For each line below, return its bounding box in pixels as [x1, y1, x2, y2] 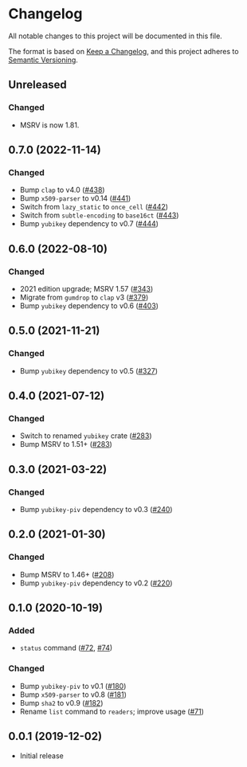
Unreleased [8, 78, 68, 92]
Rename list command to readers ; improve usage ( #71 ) [19, 706, 205, 716]
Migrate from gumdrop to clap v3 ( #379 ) [19, 292, 149, 302]
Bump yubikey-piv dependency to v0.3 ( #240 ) [19, 505, 173, 515]
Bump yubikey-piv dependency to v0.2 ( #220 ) [19, 578, 173, 588]
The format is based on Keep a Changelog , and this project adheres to [8, 46, 239, 56]
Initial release [19, 750, 64, 761]
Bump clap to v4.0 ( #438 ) [19, 185, 105, 195]
